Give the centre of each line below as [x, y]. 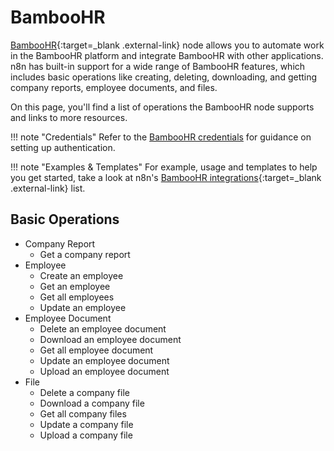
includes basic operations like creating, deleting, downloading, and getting [164, 77]
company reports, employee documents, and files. [114, 87]
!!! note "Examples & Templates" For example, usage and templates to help [164, 167]
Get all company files [83, 413]
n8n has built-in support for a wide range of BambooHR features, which [158, 66]
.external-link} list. [48, 188]
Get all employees [77, 297]
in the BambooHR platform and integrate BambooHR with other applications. [167, 55]
